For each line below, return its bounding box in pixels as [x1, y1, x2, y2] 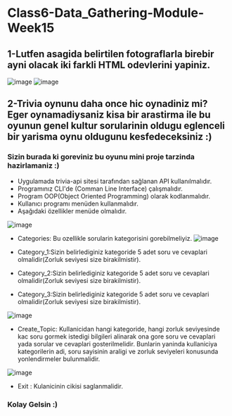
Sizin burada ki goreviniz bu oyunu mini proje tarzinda [7, 152, 195, 162]
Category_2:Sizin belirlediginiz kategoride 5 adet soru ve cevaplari [17, 269, 210, 277]
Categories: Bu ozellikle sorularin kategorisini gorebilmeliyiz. [17, 234, 193, 242]
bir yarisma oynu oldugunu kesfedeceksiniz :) [7, 131, 212, 143]
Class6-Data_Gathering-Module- [7, 5, 205, 21]
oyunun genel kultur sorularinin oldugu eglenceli [7, 120, 225, 132]
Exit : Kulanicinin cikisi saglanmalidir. [17, 382, 123, 390]
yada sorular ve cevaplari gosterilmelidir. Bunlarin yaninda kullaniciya [17, 339, 218, 348]
